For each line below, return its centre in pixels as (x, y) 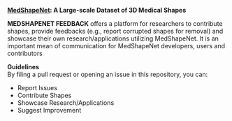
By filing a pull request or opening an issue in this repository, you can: (108, 74)
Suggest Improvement (49, 110)
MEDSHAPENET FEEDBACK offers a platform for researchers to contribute (115, 23)
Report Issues (37, 88)
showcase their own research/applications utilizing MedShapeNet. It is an (113, 38)
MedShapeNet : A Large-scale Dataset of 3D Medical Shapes (97, 10)
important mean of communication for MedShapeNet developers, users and (116, 46)
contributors (25, 53)
